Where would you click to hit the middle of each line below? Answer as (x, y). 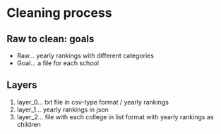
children (29, 124)
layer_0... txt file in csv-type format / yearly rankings (92, 102)
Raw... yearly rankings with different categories (85, 55)
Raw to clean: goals (50, 39)
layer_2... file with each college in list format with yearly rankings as (115, 116)
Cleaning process (59, 13)
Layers (22, 85)
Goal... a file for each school (58, 63)
